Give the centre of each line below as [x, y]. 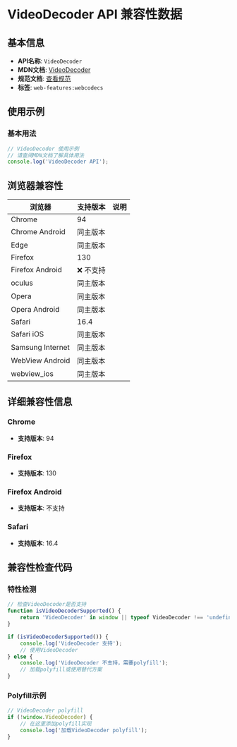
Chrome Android [38, 232]
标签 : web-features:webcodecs [60, 87]
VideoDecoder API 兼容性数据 [95, 14]
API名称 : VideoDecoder [50, 61]
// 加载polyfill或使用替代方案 [61, 670]
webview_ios [32, 374]
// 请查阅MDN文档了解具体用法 [46, 155]
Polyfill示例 [27, 696]
